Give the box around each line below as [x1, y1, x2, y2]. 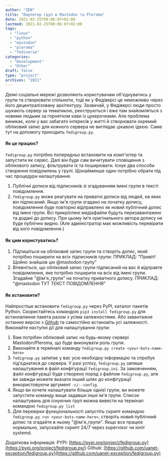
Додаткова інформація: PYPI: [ [5, 439, 71, 446]
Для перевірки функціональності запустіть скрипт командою [12, 409, 145, 415]
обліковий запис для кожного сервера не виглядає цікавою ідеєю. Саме [5, 123, 162, 129]
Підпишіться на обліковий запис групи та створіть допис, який [12, 248, 148, 254]
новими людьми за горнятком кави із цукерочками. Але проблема [5, 113, 150, 119]
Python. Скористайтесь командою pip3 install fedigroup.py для [5, 308, 146, 315]
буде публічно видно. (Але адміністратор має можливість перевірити [12, 220, 163, 226]
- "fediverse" [10, 49, 39, 54]
